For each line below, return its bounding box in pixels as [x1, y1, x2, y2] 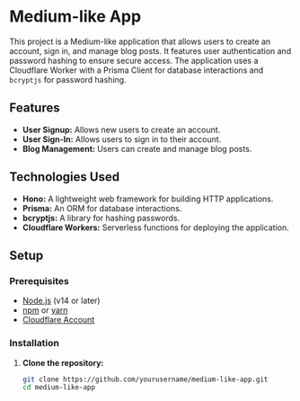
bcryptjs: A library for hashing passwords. [22, 212, 181, 223]
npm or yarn [22, 305, 68, 316]
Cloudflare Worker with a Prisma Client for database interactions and [9, 65, 264, 76]
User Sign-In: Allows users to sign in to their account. [22, 133, 222, 145]
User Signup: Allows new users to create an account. [22, 124, 221, 135]
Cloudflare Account [22, 315, 95, 325]
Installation [9, 337, 60, 350]
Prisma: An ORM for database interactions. [22, 202, 182, 213]
